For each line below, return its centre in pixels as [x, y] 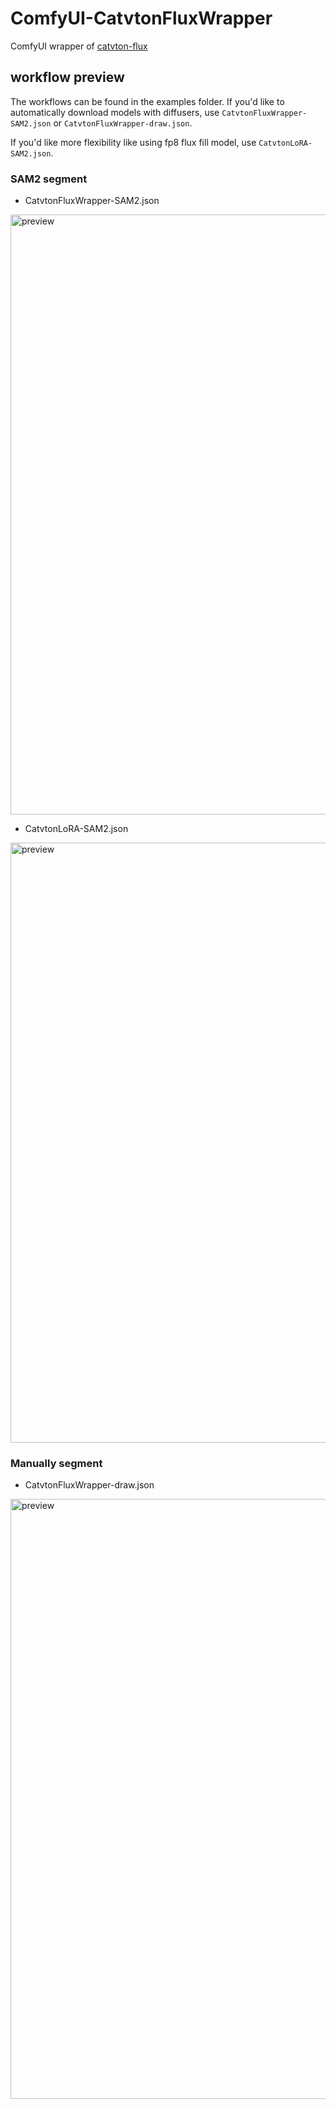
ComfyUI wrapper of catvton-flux [79, 46]
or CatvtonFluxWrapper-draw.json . [123, 123]
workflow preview [67, 77]
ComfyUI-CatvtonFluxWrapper [141, 18]
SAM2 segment [49, 179]
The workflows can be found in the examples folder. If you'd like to [147, 101]
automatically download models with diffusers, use [115, 112]
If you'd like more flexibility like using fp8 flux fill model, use [133, 142]
